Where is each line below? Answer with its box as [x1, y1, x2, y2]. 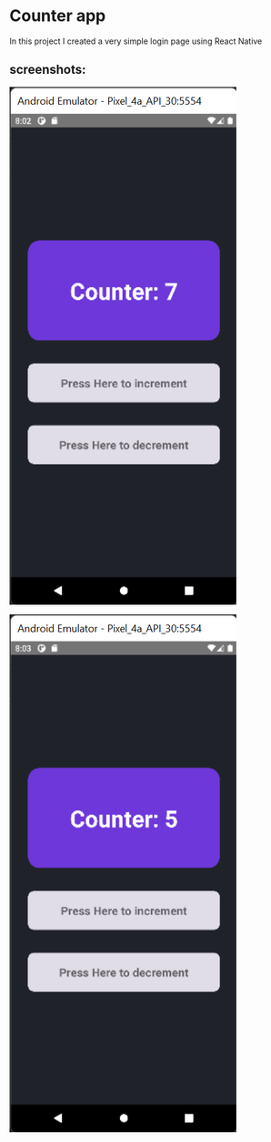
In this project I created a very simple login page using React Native [9, 36, 263, 46]
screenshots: [9, 62, 86, 77]
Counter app [9, 5, 106, 26]
